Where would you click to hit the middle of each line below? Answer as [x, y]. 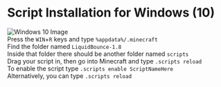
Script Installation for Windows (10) [111, 13]
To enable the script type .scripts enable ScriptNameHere [90, 68]
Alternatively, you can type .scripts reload [70, 76]
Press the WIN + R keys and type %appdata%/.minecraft [82, 39]
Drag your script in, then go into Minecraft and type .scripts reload [105, 61]
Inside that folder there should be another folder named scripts [98, 54]
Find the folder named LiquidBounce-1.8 [64, 46]
